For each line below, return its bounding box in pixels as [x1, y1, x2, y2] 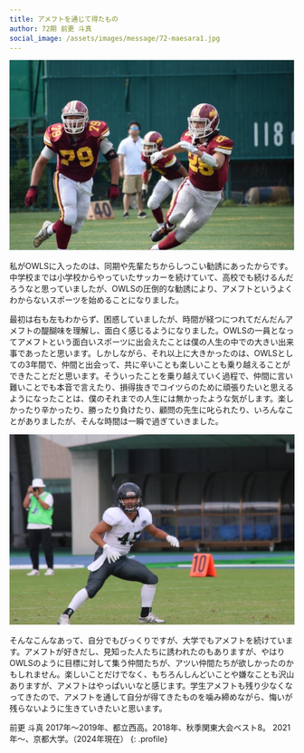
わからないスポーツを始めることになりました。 [9, 294, 184, 305]
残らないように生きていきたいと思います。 [9, 702, 167, 713]
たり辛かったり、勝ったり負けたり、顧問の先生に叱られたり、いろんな [24, 404, 287, 416]
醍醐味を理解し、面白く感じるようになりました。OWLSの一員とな [40, 325, 287, 336]
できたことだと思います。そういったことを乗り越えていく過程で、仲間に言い [9, 371, 294, 381]
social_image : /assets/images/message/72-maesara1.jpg [9, 34, 221, 43]
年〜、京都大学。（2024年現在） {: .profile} [9, 733, 168, 744]
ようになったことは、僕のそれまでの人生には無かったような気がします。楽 [9, 393, 287, 404]
